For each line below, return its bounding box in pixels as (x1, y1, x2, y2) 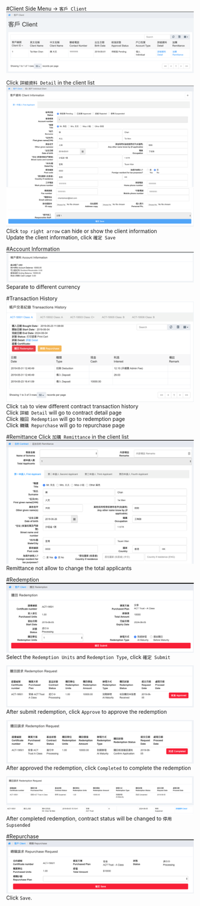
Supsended (6, 822, 31, 828)
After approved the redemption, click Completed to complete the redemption (6, 764, 192, 771)
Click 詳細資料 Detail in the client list (6, 79, 95, 86)
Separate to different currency (6, 283, 80, 290)
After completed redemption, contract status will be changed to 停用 (6, 815, 172, 822)
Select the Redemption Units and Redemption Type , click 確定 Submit (6, 653, 171, 660)
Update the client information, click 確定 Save (6, 233, 116, 240)
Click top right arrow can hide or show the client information (6, 227, 158, 235)
